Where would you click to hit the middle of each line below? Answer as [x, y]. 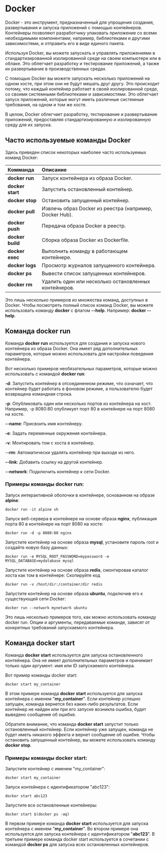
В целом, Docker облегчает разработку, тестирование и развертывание [81, 114]
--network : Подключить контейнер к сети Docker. [58, 471]
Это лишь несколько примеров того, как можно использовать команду [81, 617]
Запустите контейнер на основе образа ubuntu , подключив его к [74, 593]
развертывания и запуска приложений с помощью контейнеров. [74, 27]
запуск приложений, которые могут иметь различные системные [75, 99]
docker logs [22, 265]
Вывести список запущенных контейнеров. [94, 273]
